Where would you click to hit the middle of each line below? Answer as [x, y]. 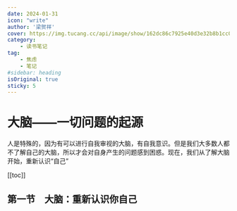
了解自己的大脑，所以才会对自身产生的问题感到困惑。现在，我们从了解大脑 [121, 153]
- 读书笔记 [34, 46]
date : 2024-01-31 [33, 14]
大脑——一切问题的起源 [75, 123]
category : [22, 40]
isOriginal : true [33, 79]
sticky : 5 [22, 86]
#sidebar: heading [34, 72]
